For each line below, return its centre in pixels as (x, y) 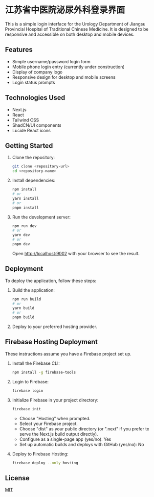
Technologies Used (35, 98)
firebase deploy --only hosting (45, 463)
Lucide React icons (31, 130)
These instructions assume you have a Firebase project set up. (68, 354)
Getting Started (29, 146)
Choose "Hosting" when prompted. (55, 418)
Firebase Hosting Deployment (51, 342)
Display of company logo (37, 72)
